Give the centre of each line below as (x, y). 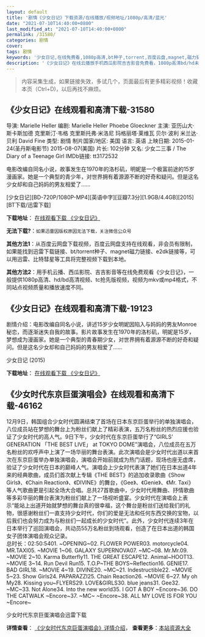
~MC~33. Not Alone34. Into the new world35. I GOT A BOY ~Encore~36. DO (102, 589)
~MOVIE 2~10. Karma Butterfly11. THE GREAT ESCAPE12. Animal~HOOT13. (100, 556)
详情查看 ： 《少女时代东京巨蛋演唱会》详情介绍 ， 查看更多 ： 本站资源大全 (99, 628)
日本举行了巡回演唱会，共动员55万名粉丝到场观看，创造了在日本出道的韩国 (100, 528)
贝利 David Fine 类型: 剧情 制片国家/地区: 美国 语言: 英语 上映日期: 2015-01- (101, 141)
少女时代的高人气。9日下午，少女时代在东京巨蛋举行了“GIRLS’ (95, 436)
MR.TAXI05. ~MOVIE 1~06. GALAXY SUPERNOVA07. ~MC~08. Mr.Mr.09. (97, 550)
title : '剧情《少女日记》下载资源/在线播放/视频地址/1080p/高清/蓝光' (87, 18)
